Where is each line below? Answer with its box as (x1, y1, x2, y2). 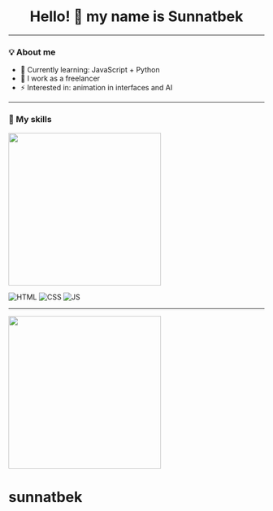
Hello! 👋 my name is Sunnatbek (29, 7, 244, 26)
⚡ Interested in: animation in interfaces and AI (19, 83, 173, 93)
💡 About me (8, 46, 56, 58)
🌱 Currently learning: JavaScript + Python (19, 65, 160, 75)
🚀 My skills (8, 114, 52, 125)
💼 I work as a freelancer (19, 73, 100, 84)
